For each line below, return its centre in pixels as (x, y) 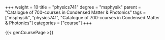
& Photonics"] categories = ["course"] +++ (49, 23)
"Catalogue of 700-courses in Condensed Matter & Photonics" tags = (76, 12)
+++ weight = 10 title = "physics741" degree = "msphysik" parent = (73, 7)
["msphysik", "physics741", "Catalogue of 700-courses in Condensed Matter (82, 18)
